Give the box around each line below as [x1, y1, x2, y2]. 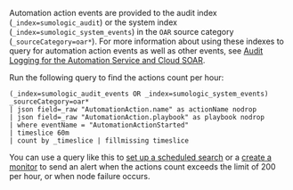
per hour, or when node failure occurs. [9, 171, 151, 181]
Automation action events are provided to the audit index [9, 8, 217, 18]
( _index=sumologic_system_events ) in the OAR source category [9, 27, 234, 37]
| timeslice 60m [9, 128, 69, 137]
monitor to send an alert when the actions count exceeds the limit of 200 [9, 161, 276, 172]
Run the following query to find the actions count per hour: [9, 72, 224, 83]
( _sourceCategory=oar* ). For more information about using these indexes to [9, 36, 285, 46]
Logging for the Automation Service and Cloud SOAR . [9, 55, 206, 65]
